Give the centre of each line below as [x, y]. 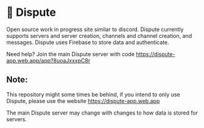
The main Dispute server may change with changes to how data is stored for [102, 113]
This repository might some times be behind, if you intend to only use [93, 94]
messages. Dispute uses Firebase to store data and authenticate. [88, 42]
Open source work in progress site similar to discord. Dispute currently [95, 29]
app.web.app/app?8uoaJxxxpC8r [48, 60]
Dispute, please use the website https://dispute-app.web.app [83, 101]
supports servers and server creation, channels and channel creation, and [99, 35]
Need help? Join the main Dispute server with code [71, 54]
